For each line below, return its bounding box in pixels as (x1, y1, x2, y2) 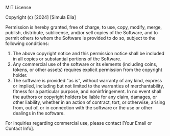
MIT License (5, 5, 32, 10)
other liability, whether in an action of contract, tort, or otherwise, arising (12, 99, 165, 105)
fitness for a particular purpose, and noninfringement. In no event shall (12, 88, 162, 94)
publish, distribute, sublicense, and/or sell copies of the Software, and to (5, 30, 158, 35)
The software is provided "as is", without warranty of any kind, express (12, 78, 162, 83)
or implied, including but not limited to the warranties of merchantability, (12, 83, 164, 89)
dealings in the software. (12, 110, 65, 116)
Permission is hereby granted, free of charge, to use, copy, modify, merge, (5, 24, 162, 30)
